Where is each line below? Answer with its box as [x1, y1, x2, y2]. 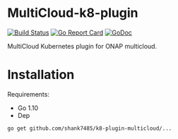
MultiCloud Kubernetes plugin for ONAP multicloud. [7, 42, 158, 50]
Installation [7, 67, 75, 83]
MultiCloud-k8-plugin [7, 5, 138, 21]
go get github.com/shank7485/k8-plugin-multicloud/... [7, 125, 172, 132]
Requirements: [7, 90, 49, 98]
